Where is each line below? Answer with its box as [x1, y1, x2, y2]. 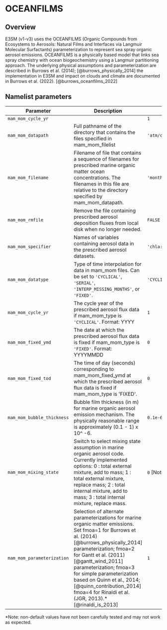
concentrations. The [74, 174, 121, 181]
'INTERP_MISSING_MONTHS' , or [74, 285, 140, 292]
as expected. [5, 619, 32, 625]
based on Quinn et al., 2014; [74, 576, 140, 583]
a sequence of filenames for [74, 155, 139, 162]
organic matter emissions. [74, 520, 134, 527]
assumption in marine [74, 444, 124, 450]
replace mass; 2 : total [74, 481, 125, 488]
